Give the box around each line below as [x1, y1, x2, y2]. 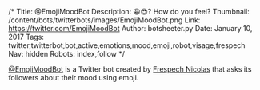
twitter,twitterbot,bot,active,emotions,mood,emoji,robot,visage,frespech [8, 41, 246, 50]
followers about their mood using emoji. [8, 73, 139, 82]
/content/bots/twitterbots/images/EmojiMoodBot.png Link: [8, 15, 201, 25]
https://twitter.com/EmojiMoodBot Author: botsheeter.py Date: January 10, [8, 24, 253, 33]
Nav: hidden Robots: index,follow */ [8, 49, 126, 58]
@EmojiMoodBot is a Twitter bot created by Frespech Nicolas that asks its [8, 65, 252, 74]
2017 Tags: [8, 32, 44, 41]
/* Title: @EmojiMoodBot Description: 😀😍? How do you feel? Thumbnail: [8, 7, 250, 16]
